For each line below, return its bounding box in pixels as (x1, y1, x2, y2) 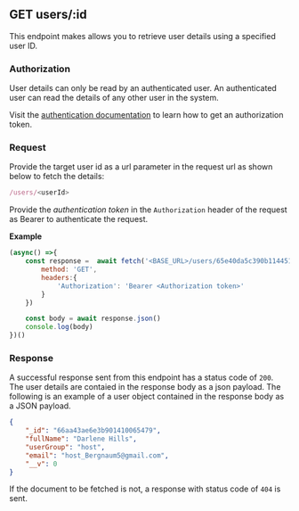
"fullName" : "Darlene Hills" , (25, 434, 138, 444)
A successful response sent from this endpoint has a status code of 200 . (9, 372, 274, 383)
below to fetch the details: (9, 171, 105, 182)
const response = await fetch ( (25, 257, 145, 266)
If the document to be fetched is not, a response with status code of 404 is (9, 483, 281, 494)
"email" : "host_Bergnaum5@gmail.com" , (25, 450, 169, 460)
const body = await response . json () (25, 314, 162, 324)
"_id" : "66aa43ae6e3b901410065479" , (25, 426, 162, 435)
